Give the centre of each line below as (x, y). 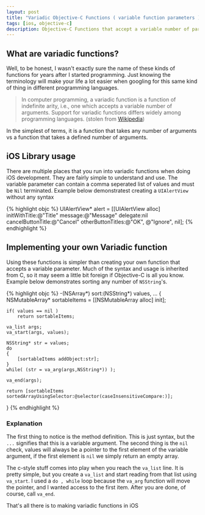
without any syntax (30, 197)
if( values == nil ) (33, 311)
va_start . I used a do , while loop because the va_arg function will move (98, 481)
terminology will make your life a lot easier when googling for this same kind (102, 81)
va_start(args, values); (38, 332)
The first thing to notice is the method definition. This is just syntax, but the (101, 436)
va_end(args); (24, 380)
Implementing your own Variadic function (87, 247)
